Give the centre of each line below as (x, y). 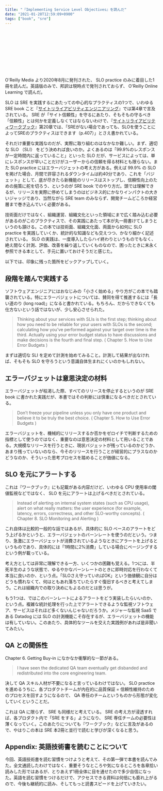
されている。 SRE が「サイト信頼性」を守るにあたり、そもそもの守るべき (78, 115)
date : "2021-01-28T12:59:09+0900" (40, 14)
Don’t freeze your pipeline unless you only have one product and (81, 413)
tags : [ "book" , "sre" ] (28, 19)
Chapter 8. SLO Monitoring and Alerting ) (58, 518)
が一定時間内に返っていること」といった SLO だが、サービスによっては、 (78, 156)
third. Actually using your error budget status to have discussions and (86, 335)
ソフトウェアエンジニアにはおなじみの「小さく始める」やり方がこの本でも (79, 291)
